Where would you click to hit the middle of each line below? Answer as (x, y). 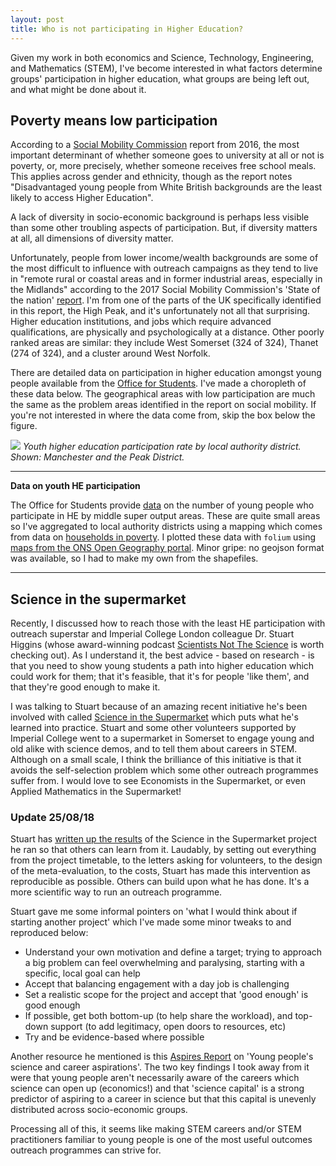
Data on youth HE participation (75, 486)
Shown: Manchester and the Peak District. (97, 457)
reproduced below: (49, 933)
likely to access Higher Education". (82, 198)
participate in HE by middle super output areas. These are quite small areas (165, 516)
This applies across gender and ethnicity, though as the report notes (151, 177)
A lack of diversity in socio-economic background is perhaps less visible (160, 217)
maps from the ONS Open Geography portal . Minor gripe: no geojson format (167, 548)
